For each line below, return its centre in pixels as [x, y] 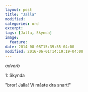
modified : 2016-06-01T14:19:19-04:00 [44, 51]
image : [12, 38]
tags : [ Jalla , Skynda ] [29, 33]
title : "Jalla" [21, 14]
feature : [19, 42]
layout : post [19, 10]
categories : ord [22, 24]
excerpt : [14, 28]
